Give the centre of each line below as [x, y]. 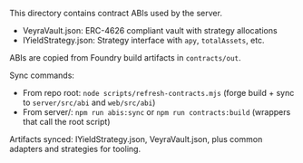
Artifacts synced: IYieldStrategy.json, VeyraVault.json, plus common [136, 139]
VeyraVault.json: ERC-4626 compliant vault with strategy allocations [150, 30]
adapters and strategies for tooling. [75, 149]
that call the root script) [66, 122]
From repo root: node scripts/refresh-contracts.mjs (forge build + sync [158, 93]
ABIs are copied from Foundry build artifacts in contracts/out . [126, 58]
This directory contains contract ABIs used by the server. [116, 13]
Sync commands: [42, 75]
